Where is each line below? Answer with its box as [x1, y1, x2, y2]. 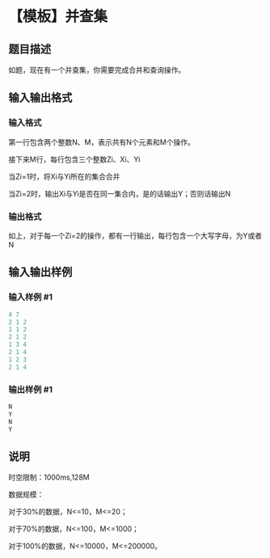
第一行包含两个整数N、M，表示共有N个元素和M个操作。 [8, 137, 196, 146]
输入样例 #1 [8, 292, 53, 303]
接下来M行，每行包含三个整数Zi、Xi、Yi [8, 154, 141, 164]
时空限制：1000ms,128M [8, 472, 91, 482]
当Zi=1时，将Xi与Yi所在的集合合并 [8, 171, 120, 181]
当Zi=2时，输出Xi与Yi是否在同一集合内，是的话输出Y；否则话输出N [8, 188, 231, 198]
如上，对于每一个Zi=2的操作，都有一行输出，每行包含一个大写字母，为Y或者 [8, 230, 263, 240]
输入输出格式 [8, 91, 73, 105]
